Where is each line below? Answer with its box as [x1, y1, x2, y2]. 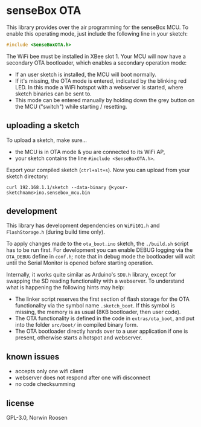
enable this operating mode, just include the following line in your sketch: [6, 30, 188, 37]
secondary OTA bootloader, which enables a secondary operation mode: [6, 59, 187, 66]
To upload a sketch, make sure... [6, 136, 88, 144]
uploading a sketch [6, 120, 80, 130]
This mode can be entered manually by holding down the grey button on [14, 96, 195, 103]
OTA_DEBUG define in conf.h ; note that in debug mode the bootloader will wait [6, 253, 195, 260]
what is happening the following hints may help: [6, 284, 125, 291]
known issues [6, 352, 60, 362]
